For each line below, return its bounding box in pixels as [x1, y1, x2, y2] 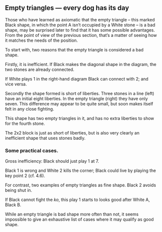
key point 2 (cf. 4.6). [5, 173, 45, 179]
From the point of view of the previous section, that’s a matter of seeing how [5, 32, 157, 38]
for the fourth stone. [5, 120, 45, 126]
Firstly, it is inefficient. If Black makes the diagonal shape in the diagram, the [5, 61, 157, 67]
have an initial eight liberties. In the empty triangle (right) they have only [5, 96, 148, 101]
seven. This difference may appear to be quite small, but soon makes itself [5, 100, 153, 106]
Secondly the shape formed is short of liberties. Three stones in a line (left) [5, 90, 155, 96]
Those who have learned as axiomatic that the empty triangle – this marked [5, 17, 155, 22]
